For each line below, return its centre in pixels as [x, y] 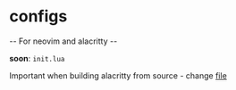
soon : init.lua [37, 58]
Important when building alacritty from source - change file [118, 75]
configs [38, 16]
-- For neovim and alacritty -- [63, 41]
